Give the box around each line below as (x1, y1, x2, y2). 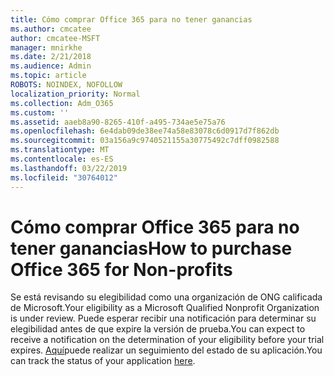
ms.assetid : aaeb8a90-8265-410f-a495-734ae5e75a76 (10, 117, 226, 127)
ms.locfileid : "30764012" (10, 172, 118, 183)
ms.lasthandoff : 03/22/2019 (10, 163, 128, 173)
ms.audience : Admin (10, 61, 92, 71)
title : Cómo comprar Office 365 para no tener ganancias (10, 14, 253, 25)
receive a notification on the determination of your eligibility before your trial (10, 334, 325, 346)
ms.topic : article (10, 71, 87, 81)
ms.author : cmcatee (10, 24, 92, 34)
